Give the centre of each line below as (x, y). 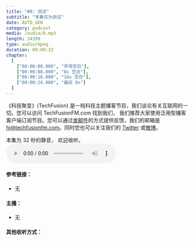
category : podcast (28, 28)
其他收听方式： (24, 232)
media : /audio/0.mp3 (31, 34)
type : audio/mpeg (27, 45)
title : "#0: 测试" (28, 11)
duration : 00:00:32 (30, 50)
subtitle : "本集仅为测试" (35, 17)
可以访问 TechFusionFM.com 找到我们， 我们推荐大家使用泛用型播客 (104, 113)
